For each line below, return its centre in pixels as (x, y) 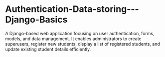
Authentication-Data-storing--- (72, 9)
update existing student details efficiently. (48, 49)
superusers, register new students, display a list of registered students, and (83, 44)
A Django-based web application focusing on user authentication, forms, (80, 33)
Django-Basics (36, 20)
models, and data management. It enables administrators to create (74, 39)
